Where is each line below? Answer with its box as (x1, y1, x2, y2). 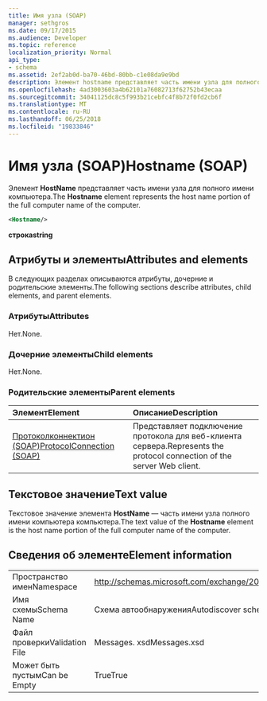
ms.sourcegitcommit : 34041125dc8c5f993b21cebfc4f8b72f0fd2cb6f (8, 93, 222, 101)
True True (94, 669, 129, 680)
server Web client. (132, 461, 201, 472)
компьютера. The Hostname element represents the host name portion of (8, 192, 250, 201)
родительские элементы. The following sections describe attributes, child (8, 282, 252, 292)
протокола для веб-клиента (132, 430, 242, 442)
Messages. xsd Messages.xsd (94, 637, 205, 648)
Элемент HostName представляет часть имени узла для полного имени (8, 183, 254, 193)
